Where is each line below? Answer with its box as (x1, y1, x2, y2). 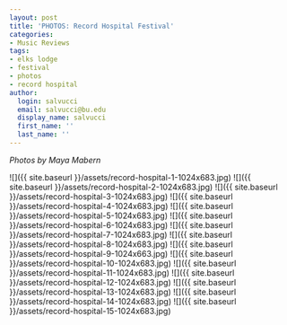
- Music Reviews (9, 38, 70, 48)
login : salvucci (17, 96, 78, 106)
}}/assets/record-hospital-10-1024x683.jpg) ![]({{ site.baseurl (9, 258, 237, 268)
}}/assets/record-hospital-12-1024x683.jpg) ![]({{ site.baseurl (9, 277, 237, 287)
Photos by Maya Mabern (9, 154, 101, 165)
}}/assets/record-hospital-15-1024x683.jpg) (9, 305, 172, 316)
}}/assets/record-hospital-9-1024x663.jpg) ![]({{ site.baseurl (9, 248, 233, 259)
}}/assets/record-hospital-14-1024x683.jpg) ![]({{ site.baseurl (9, 295, 237, 306)
